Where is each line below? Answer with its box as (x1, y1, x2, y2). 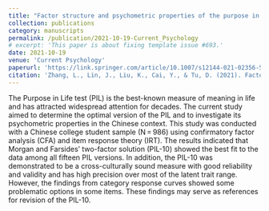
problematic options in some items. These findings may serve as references (8, 186, 259, 196)
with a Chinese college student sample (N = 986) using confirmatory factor (8, 127, 255, 137)
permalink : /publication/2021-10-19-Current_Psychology (8, 34, 199, 42)
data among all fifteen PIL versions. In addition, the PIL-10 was (8, 153, 214, 162)
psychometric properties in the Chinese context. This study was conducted (8, 118, 257, 128)
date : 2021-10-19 (8, 49, 66, 57)
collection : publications (8, 19, 94, 27)
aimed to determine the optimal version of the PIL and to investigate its (8, 109, 242, 120)
